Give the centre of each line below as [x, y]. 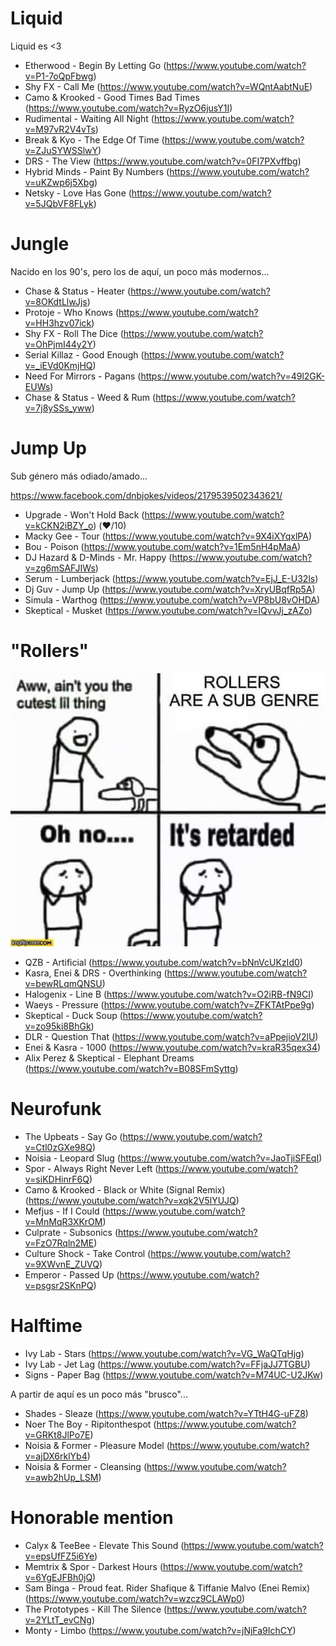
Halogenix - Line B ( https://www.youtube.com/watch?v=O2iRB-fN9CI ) [169, 994]
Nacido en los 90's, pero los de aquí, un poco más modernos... [140, 271]
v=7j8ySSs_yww [58, 408]
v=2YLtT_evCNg [58, 1620]
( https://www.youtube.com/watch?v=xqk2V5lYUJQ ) [132, 1201]
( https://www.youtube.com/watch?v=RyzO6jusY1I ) [128, 108]
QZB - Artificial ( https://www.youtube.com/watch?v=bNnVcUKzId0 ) [163, 963]
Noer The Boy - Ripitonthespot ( [90, 1424]
